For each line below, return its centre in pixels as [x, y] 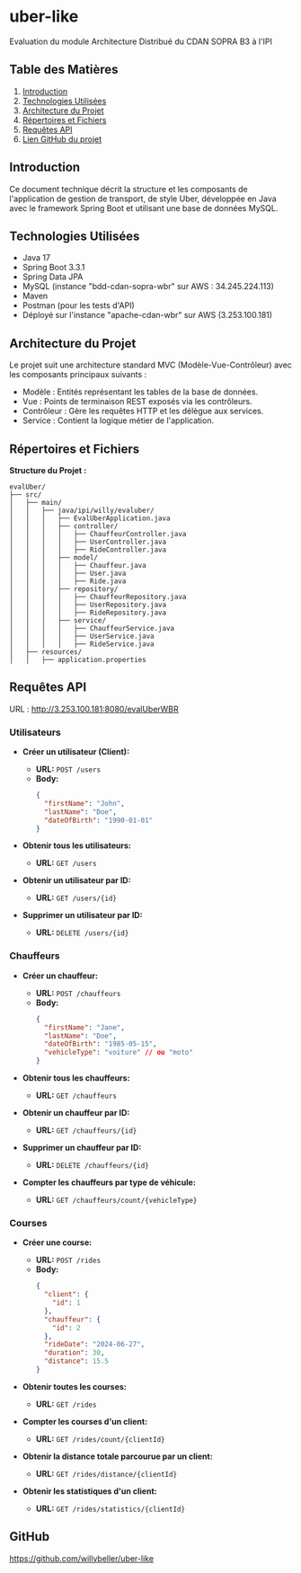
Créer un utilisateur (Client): [76, 752]
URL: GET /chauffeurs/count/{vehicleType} [116, 1200]
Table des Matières [64, 70]
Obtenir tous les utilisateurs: [77, 845]
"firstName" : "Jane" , [84, 1027]
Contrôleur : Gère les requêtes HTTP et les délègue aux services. [143, 411]
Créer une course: [57, 1242]
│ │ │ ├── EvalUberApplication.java [90, 518]
